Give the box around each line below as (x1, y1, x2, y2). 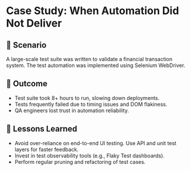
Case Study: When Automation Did (6, 4, 179, 18)
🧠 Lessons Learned (6, 124, 77, 134)
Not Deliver (6, 16, 62, 30)
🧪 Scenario (6, 40, 47, 50)
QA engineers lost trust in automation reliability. (14, 107, 129, 114)
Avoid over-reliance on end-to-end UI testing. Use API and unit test (14, 139, 177, 146)
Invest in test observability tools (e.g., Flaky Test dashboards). (14, 152, 165, 159)
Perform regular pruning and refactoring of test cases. (14, 158, 146, 165)
